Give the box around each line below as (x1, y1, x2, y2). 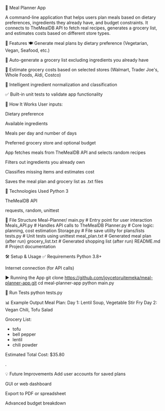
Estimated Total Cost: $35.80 (5, 352, 65, 357)
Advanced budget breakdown (5, 400, 66, 406)
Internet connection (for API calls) (5, 265, 75, 271)
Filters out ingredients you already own (5, 159, 85, 165)
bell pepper (12, 331, 36, 337)
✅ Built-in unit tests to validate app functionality (5, 91, 103, 97)
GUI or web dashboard (5, 381, 52, 387)
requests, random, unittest (5, 207, 60, 213)
